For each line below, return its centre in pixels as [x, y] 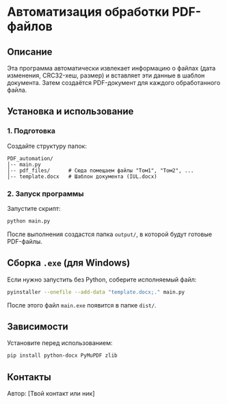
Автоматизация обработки [88, 12]
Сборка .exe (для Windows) [69, 263]
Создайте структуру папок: [47, 146]
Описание [30, 52]
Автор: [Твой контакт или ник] [51, 394]
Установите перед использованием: [60, 343]
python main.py [29, 221]
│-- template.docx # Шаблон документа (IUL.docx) [82, 176]
